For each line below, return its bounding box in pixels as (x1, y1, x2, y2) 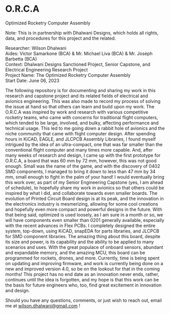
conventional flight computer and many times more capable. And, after (5, 147, 153, 153)
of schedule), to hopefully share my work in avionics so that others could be (5, 184, 164, 191)
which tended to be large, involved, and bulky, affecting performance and (5, 120, 159, 126)
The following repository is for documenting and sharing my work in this (5, 87, 156, 93)
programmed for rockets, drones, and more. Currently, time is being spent (5, 255, 160, 261)
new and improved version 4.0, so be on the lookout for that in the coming (5, 266, 160, 272)
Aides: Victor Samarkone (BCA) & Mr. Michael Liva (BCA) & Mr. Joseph (5, 50, 153, 56)
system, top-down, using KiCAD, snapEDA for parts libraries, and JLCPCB (5, 227, 160, 234)
